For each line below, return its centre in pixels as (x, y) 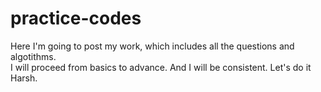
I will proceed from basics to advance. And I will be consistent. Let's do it (161, 67)
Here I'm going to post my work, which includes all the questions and (152, 46)
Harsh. (24, 78)
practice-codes (76, 18)
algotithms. (33, 56)
